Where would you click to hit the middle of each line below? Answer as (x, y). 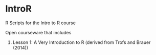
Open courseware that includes (38, 32)
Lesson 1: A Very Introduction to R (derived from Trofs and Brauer (82, 42)
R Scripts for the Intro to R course (40, 23)
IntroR (18, 9)
